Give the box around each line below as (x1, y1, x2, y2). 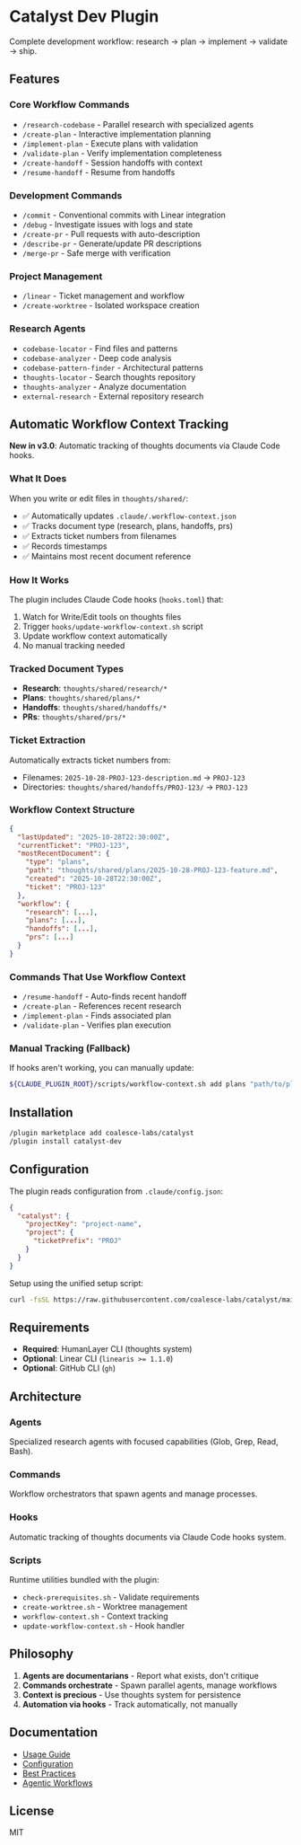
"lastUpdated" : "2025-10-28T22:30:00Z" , (17, 833, 170, 842)
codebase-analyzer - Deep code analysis (21, 352, 172, 363)
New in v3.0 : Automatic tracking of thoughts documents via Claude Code (9, 440, 280, 451)
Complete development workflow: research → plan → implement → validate (9, 36, 288, 47)
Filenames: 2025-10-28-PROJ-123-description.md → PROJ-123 (21, 772, 245, 782)
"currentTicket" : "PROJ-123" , (17, 841, 130, 850)
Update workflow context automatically (21, 631, 168, 641)
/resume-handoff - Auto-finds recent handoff (21, 991, 187, 1002)
